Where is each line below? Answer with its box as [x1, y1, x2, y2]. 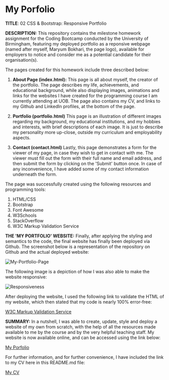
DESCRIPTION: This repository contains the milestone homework [5, 30, 141, 36]
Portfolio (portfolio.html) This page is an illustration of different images [12, 113, 161, 119]
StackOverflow [12, 217, 44, 223]
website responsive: [5, 274, 47, 280]
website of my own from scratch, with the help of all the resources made [5, 323, 156, 329]
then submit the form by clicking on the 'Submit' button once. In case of [12, 160, 162, 166]
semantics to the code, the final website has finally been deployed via [5, 238, 150, 244]
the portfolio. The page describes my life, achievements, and [12, 82, 139, 88]
